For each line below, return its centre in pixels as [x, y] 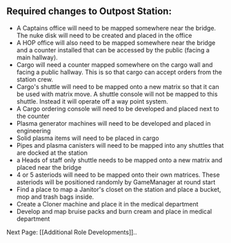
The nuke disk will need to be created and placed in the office [104, 35]
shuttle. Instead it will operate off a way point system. [92, 101]
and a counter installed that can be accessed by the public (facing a [113, 50]
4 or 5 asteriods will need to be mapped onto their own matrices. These [118, 175]
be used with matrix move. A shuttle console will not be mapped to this [117, 94]
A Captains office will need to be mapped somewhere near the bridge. [116, 28]
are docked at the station [52, 153]
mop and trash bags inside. [55, 197]
